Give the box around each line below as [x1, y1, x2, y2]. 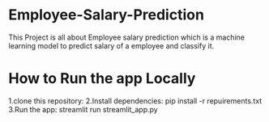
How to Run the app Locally [8, 69, 196, 88]
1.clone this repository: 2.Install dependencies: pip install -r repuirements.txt [8, 95, 263, 106]
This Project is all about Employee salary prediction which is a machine [8, 32, 246, 42]
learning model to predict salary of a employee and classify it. [8, 40, 215, 50]
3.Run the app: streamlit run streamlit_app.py [8, 104, 158, 114]
